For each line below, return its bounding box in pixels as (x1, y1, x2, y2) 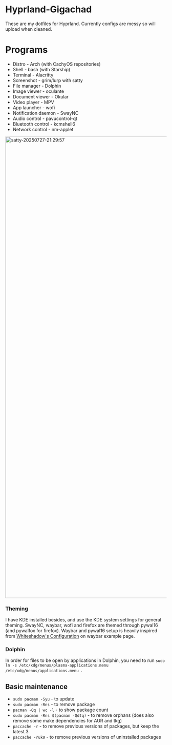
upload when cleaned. (5, 26, 52, 32)
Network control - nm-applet (12, 126, 74, 132)
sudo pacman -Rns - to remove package (12, 701, 95, 708)
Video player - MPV (12, 99, 55, 105)
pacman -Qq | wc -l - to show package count (12, 707, 109, 713)
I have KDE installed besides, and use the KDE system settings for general (5, 617, 161, 623)
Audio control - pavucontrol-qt (12, 115, 78, 122)
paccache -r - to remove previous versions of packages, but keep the (12, 723, 159, 729)
